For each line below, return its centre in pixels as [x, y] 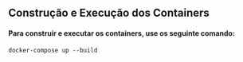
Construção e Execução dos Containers [109, 13]
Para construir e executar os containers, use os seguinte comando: [121, 33]
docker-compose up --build [53, 50]
